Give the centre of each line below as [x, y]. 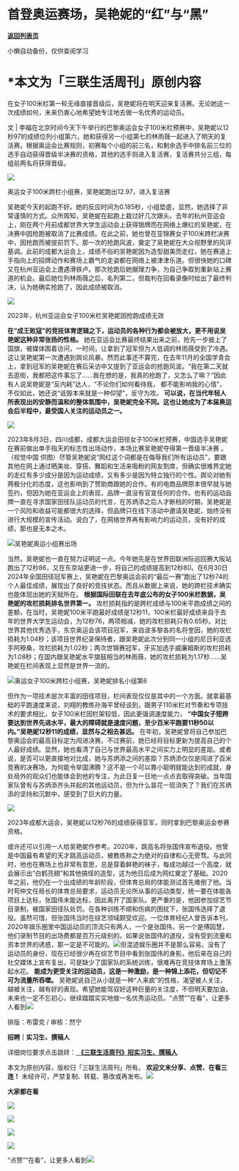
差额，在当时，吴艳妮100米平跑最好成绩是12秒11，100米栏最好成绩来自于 [114, 612]
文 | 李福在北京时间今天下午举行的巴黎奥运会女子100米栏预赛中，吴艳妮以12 [118, 127]
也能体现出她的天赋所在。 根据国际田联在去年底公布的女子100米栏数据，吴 [117, 594]
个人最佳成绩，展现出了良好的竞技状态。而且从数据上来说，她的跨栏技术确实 [119, 585]
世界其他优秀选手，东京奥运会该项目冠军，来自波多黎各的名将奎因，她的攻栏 [119, 630]
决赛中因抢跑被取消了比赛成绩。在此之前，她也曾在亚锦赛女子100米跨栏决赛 [118, 233]
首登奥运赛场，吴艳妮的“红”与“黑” [108, 15]
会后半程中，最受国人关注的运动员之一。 [67, 411]
